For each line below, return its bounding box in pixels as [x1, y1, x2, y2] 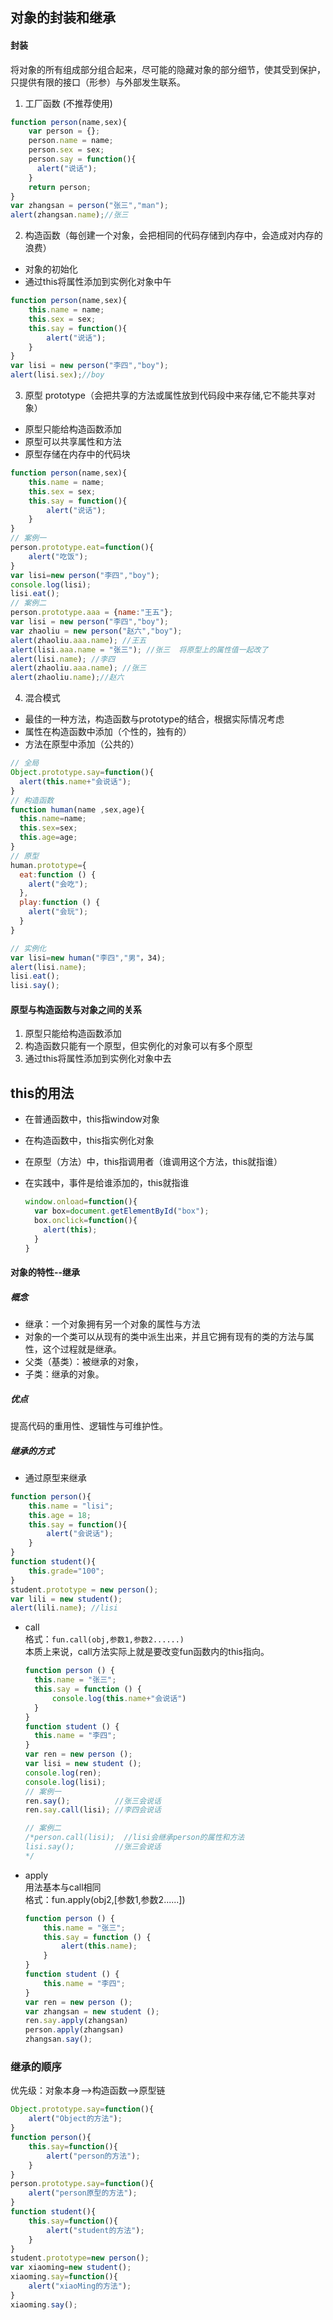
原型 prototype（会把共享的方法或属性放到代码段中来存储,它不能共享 [24, 389, 308, 402]
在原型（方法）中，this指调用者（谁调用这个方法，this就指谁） [24, 1156, 283, 1168]
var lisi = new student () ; [24, 1759, 143, 1769]
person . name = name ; [28, 136, 114, 146]
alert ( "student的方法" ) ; [46, 2225, 145, 2235]
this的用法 [10, 1084, 75, 1102]
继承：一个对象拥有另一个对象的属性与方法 [24, 1318, 201, 1330]
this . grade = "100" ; [28, 1566, 105, 1576]
